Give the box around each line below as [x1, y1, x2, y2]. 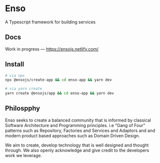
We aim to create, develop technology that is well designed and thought [5, 142, 149, 148]
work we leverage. [5, 152, 42, 158]
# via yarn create [5, 86, 42, 91]
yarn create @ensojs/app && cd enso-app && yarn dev [5, 91, 114, 96]
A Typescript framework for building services [5, 19, 96, 25]
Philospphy [5, 104, 40, 112]
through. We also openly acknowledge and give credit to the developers [5, 147, 149, 153]
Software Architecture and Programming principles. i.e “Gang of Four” [5, 122, 145, 128]
